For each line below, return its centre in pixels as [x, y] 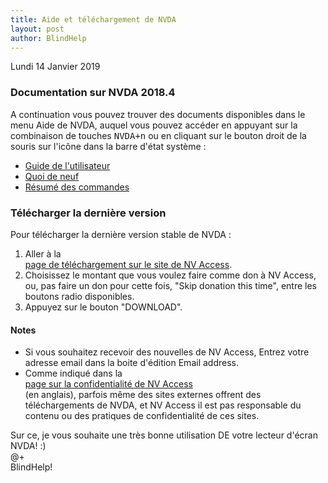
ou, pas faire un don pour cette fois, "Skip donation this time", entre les [170, 285]
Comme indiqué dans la [73, 373]
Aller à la [43, 253]
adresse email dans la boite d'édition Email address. [131, 363]
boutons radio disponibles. [79, 296]
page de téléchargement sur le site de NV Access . [128, 264]
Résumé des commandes [77, 187]
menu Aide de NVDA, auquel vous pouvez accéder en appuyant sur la [154, 125]
